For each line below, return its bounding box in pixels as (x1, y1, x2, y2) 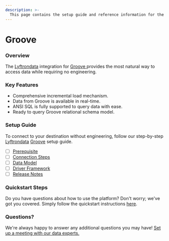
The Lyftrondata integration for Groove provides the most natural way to (5, 63, 155, 69)
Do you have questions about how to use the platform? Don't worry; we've (5, 196, 160, 202)
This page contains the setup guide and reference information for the (10, 12, 164, 17)
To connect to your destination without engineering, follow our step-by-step (5, 133, 163, 139)
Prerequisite (12, 148, 38, 154)
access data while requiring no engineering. (5, 69, 97, 75)
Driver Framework (12, 165, 51, 171)
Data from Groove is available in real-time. (12, 98, 101, 104)
